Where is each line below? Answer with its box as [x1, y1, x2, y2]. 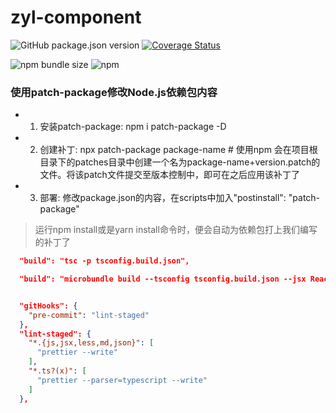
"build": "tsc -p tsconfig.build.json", [19, 256, 190, 266]
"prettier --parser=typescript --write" [36, 375, 208, 385]
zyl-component [10, 6, 142, 29]
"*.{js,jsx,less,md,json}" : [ [28, 338, 155, 348]
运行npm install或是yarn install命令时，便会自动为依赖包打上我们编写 [34, 224, 318, 236]
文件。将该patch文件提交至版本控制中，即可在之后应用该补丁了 [39, 169, 300, 181]
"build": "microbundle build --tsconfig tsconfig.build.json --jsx [19, 274, 307, 285]
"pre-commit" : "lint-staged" [28, 310, 150, 320]
